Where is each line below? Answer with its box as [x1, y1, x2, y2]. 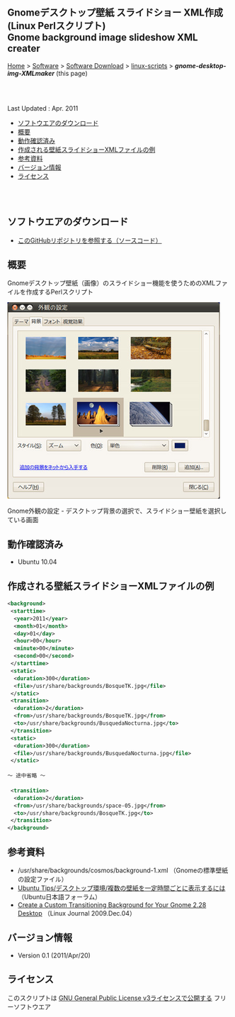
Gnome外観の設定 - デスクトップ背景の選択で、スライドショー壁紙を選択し [7, 506, 227, 516]
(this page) [56, 69, 88, 77]
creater [7, 43, 40, 55]
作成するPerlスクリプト [25, 288, 93, 296]
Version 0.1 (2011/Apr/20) [17, 951, 91, 960]
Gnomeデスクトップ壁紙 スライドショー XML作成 [7, 6, 224, 19]
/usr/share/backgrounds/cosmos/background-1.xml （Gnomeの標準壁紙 [17, 866, 229, 874]
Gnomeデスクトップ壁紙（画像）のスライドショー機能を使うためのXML [7, 279, 216, 287]
